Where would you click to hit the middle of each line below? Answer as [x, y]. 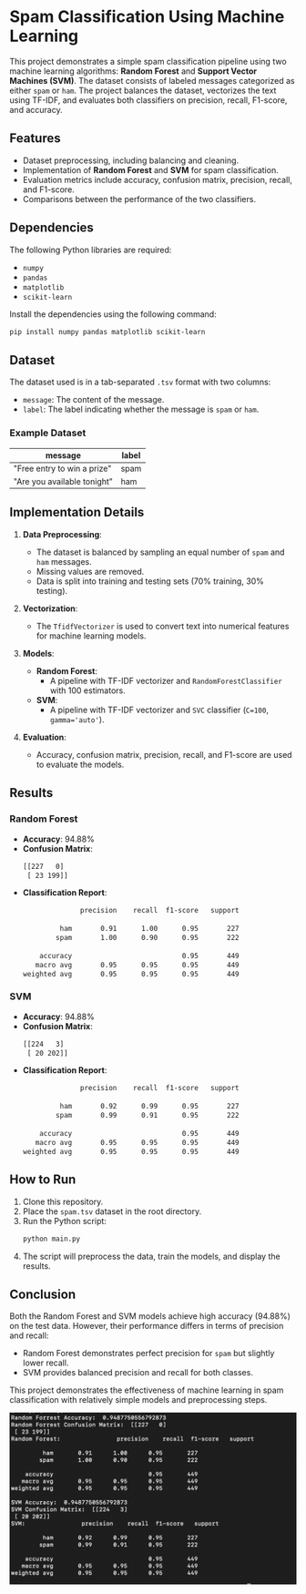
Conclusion [43, 1294]
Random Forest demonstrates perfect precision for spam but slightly [148, 1354]
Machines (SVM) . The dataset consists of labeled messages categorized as [152, 80]
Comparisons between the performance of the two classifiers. [139, 199]
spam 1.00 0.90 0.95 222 [148, 937]
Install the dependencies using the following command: [113, 314]
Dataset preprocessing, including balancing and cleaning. [131, 160]
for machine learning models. [91, 636]
